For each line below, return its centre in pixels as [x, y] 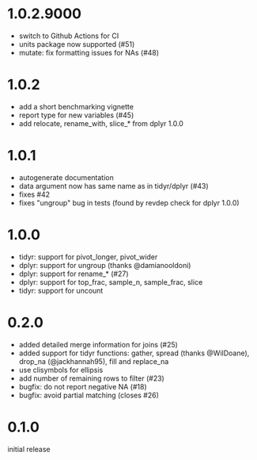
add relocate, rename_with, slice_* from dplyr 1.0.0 [101, 123]
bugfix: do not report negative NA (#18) [83, 386]
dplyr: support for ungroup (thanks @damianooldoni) [105, 265]
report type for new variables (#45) [76, 115]
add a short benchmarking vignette [76, 106]
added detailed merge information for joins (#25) [98, 344]
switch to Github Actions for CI [69, 36]
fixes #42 [34, 194]
